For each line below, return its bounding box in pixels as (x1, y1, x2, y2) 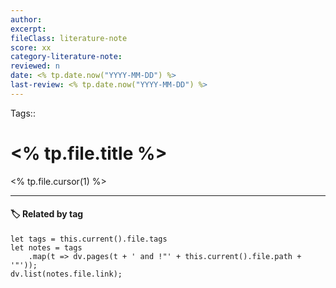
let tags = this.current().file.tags (10, 234, 168, 244)
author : (10, 14, 43, 25)
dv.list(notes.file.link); (10, 269, 123, 279)
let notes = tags (10, 242, 83, 253)
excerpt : (10, 24, 47, 34)
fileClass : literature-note (10, 33, 128, 43)
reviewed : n (10, 61, 60, 71)
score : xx (10, 42, 52, 53)
